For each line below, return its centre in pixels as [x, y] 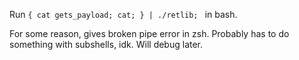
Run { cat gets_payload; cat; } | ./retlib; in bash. [123, 14]
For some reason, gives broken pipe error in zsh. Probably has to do [149, 33]
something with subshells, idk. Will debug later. [106, 44]
